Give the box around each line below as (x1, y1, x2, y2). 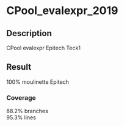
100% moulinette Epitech (6, 78, 69, 86)
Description (6, 28, 52, 39)
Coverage (6, 93, 37, 102)
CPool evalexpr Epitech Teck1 (6, 44, 81, 51)
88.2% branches (6, 108, 49, 115)
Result (6, 62, 32, 72)
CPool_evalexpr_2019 (6, 4, 119, 18)
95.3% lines (6, 114, 37, 121)
